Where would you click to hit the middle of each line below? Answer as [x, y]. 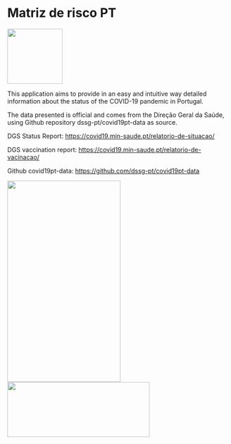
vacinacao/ [24, 157]
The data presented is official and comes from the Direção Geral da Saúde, [116, 115]
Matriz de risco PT [62, 13]
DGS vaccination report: [42, 149]
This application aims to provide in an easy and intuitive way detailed [107, 94]
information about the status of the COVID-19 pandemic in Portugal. [106, 101]
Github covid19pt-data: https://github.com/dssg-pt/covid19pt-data [104, 171]
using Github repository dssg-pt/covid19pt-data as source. [92, 122]
